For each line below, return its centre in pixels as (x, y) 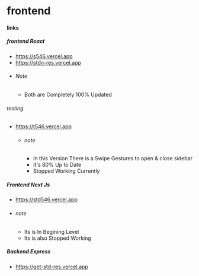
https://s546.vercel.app (44, 56)
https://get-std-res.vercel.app (52, 267)
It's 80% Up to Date (57, 165)
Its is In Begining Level (52, 231)
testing (15, 108)
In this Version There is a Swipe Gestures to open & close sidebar (113, 158)
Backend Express (29, 252)
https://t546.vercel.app (43, 126)
